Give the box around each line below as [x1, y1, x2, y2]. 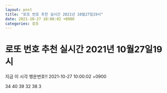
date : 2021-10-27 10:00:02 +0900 [5, 16, 75, 21]
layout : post [5, 7, 32, 12]
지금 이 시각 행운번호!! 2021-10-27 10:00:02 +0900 [5, 74, 107, 80]
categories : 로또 [5, 21, 39, 26]
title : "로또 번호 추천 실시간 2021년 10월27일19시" [5, 12, 104, 17]
